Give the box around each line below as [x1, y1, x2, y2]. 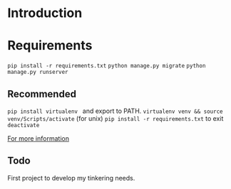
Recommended [7, 87, 77, 100]
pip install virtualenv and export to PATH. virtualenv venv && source [7, 107, 223, 115]
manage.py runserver [7, 69, 69, 76]
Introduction [7, 5, 83, 21]
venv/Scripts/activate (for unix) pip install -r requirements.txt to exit [7, 114, 224, 122]
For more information [7, 134, 70, 143]
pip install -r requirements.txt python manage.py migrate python [7, 63, 206, 70]
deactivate [7, 121, 40, 129]
